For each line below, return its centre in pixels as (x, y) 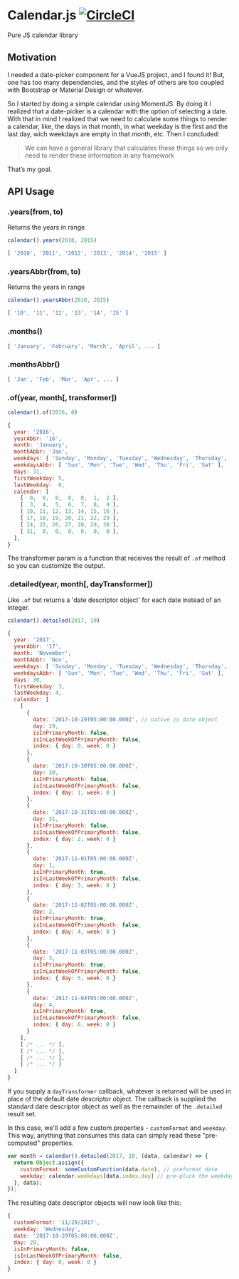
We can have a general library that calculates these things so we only (127, 148)
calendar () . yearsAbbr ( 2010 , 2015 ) (59, 300)
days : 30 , (28, 680)
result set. (22, 1114)
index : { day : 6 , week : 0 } (74, 1025)
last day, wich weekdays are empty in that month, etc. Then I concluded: (113, 134)
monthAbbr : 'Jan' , (41, 452)
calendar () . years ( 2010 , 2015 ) (52, 240)
